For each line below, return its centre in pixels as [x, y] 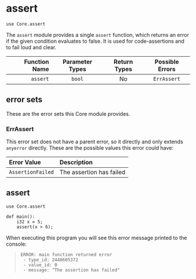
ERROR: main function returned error [66, 254]
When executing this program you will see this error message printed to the [97, 237]
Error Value [25, 163]
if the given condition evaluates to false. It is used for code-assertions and [95, 41]
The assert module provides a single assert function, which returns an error [98, 35]
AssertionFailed [32, 172]
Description [76, 163]
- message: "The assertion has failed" [71, 270]
